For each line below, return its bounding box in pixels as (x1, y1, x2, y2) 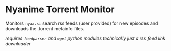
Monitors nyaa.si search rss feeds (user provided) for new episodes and (5, 20, 158, 26)
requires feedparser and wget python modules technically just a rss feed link (5, 35, 166, 41)
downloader (5, 40, 31, 46)
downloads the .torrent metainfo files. (5, 25, 84, 31)
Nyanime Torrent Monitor (5, 4, 115, 15)
